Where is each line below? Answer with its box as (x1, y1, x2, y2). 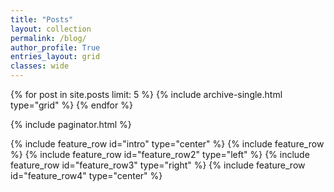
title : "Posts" (10, 14, 74, 25)
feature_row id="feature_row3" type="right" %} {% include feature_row (10, 159, 306, 171)
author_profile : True (10, 42, 101, 53)
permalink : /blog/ (10, 33, 87, 43)
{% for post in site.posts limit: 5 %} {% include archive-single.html (10, 89, 283, 100)
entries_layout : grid (10, 52, 101, 62)
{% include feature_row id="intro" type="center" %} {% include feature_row (10, 138, 325, 150)
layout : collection (10, 24, 92, 34)
